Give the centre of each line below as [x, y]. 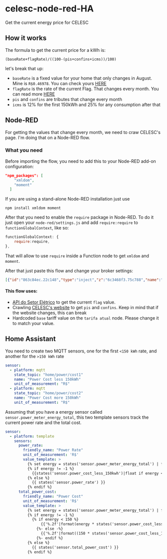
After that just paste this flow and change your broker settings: [69, 271]
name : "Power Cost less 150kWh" [47, 379]
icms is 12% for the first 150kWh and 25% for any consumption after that [86, 105]
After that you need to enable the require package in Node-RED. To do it [80, 218]
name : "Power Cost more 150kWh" [47, 398]
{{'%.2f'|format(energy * [67, 524]
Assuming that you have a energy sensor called [54, 412]
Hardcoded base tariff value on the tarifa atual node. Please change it [85, 318]
